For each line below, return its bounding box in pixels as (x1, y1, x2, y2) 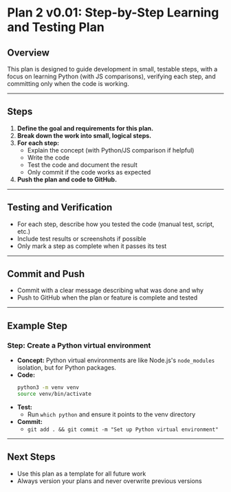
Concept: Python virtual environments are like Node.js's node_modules (16, 356, 215, 365)
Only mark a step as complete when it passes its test (16, 242, 167, 250)
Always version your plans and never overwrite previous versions (16, 476, 202, 485)
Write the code (27, 153, 70, 161)
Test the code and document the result (27, 160, 137, 169)
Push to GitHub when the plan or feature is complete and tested (16, 293, 198, 302)
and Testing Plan (7, 19, 104, 35)
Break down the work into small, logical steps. (16, 131, 152, 139)
